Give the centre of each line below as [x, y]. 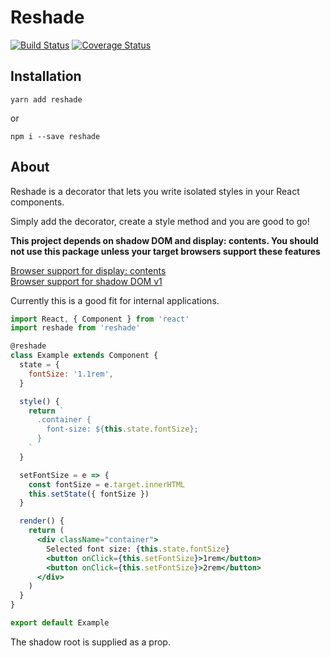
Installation [46, 76]
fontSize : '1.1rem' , [71, 374]
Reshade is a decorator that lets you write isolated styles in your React [155, 191]
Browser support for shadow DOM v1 [86, 281]
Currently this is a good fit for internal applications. [115, 300]
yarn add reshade [46, 99]
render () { [42, 521]
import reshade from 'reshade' [75, 328]
